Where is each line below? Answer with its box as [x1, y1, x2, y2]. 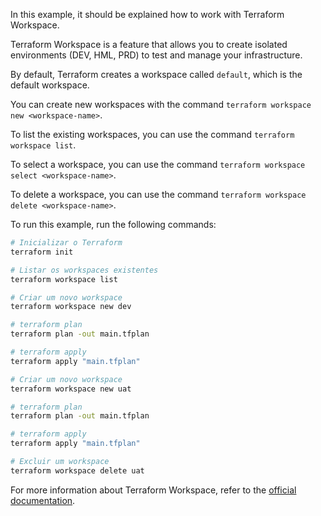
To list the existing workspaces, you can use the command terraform [10, 129, 295, 140]
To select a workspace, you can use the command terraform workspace [10, 159, 306, 170]
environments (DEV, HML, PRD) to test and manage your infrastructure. [10, 49, 303, 61]
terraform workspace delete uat [10, 465, 145, 476]
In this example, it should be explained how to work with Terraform [10, 9, 285, 20]
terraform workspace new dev [10, 302, 132, 312]
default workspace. [10, 79, 90, 91]
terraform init [10, 247, 74, 257]
